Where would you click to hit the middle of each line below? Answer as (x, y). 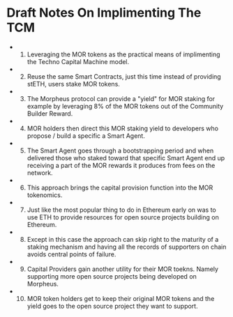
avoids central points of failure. (72, 254)
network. (40, 173)
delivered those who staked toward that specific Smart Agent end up (126, 157)
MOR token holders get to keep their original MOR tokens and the (121, 298)
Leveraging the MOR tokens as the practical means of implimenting (123, 54)
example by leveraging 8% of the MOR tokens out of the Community (125, 106)
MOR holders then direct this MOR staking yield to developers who (123, 128)
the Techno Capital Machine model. (78, 61)
